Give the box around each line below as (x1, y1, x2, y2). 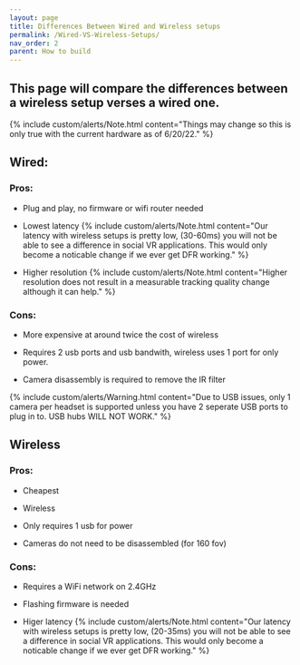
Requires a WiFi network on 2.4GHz (22, 581, 157, 592)
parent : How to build (9, 47, 92, 56)
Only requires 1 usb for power (22, 520, 133, 531)
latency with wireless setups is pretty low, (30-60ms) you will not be (22, 230, 278, 240)
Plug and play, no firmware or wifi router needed (22, 202, 204, 213)
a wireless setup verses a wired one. (9, 94, 220, 110)
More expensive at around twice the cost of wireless (22, 328, 219, 340)
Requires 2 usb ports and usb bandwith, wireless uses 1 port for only (22, 347, 279, 357)
